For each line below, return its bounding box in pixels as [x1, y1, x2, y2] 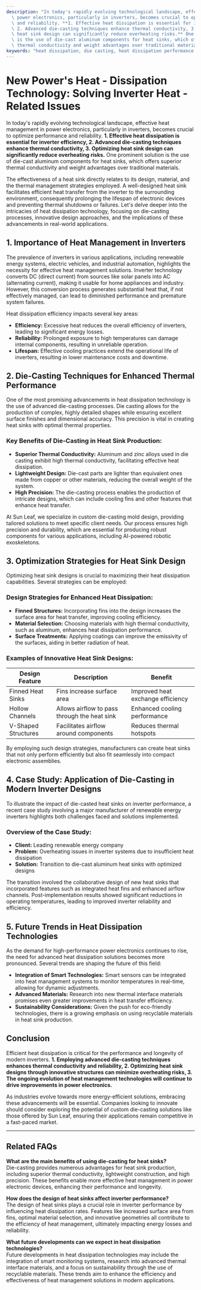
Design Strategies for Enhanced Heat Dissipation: [6, 593, 154, 601]
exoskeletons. [6, 538, 41, 546]
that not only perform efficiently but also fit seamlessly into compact [6, 751, 175, 758]
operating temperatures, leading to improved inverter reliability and [6, 898, 172, 905]
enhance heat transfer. [14, 501, 71, 508]
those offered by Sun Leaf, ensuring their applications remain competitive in [6, 1112, 193, 1119]
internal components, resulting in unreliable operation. [14, 341, 148, 348]
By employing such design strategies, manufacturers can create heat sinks [6, 744, 191, 752]
